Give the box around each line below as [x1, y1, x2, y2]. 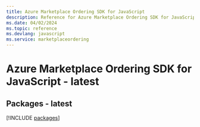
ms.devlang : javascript [6, 31, 65, 37]
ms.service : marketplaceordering [6, 36, 89, 42]
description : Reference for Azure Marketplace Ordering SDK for [6, 14, 169, 20]
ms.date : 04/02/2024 [6, 20, 58, 26]
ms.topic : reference [6, 25, 58, 32]
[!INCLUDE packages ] [6, 114, 60, 121]
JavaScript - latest [6, 75, 99, 88]
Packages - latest [6, 98, 73, 109]
